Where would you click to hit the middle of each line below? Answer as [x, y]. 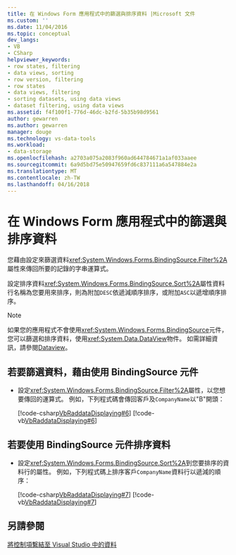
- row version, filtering [45, 79]
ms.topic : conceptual [39, 33]
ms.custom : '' [28, 20]
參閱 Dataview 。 [49, 348]
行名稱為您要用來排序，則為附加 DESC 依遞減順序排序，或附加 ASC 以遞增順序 [114, 293]
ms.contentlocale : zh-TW [44, 178]
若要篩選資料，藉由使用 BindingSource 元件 [103, 372]
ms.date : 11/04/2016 [38, 27]
